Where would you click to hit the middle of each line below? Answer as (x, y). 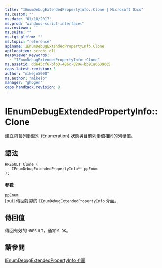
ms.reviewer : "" (22, 28)
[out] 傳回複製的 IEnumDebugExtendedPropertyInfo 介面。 (62, 201)
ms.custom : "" (20, 14)
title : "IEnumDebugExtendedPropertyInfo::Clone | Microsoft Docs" (74, 10)
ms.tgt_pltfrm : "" (24, 37)
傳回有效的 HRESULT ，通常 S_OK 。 (38, 231)
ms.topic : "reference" (28, 42)
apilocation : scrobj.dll (30, 51)
